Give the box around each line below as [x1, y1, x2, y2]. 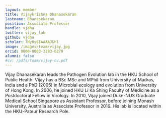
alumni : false [5, 53, 35, 59]
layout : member [5, 7, 37, 12]
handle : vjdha [5, 26, 35, 31]
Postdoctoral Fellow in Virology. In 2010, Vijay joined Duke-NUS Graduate [5, 93, 155, 99]
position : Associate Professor [5, 21, 70, 26]
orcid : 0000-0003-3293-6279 [5, 49, 64, 54]
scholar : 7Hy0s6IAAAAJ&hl [5, 40, 59, 45]
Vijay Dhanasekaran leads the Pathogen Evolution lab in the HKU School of [5, 71, 159, 77]
